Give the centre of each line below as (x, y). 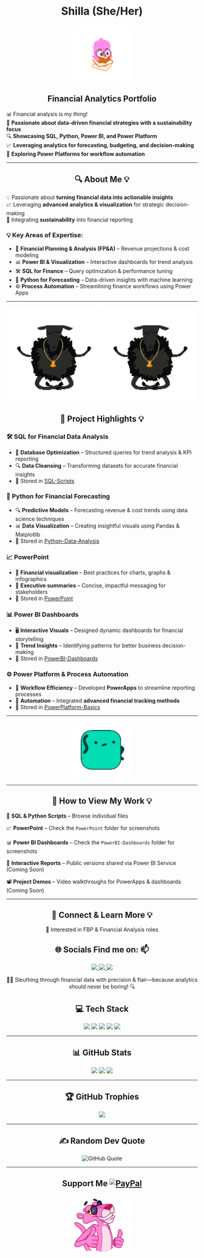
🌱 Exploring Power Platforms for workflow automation (76, 154)
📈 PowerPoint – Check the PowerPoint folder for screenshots (83, 828)
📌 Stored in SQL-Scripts (45, 481)
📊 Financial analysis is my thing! (47, 114)
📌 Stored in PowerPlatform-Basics (57, 707)
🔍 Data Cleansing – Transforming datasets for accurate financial (96, 465)
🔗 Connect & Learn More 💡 (102, 915)
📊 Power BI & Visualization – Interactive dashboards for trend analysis (104, 262)
